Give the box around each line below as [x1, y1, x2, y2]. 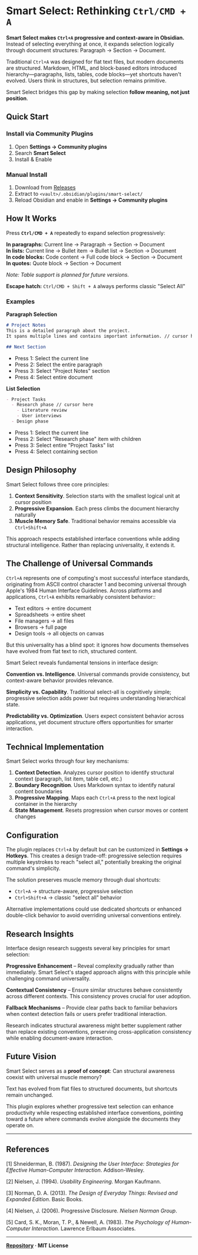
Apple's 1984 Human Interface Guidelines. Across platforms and [6, 587, 162, 594]
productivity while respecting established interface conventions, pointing [6, 1109, 183, 1116]
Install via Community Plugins [6, 130, 94, 138]
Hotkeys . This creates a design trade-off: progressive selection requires [6, 852, 182, 859]
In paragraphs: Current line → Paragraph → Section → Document [6, 241, 165, 248]
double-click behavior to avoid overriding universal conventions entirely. [6, 912, 181, 919]
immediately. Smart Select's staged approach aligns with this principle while [6, 969, 191, 976]
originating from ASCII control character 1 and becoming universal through [6, 580, 187, 588]
